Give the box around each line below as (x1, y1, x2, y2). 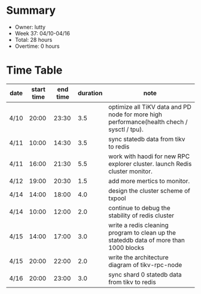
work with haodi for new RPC (108, 152, 190, 160)
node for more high (108, 110, 163, 119)
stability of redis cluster (108, 211, 175, 219)
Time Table (6, 63, 63, 77)
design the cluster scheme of (108, 186, 190, 195)
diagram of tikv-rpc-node (108, 260, 182, 269)
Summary (6, 4, 56, 17)
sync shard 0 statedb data (108, 270, 182, 278)
